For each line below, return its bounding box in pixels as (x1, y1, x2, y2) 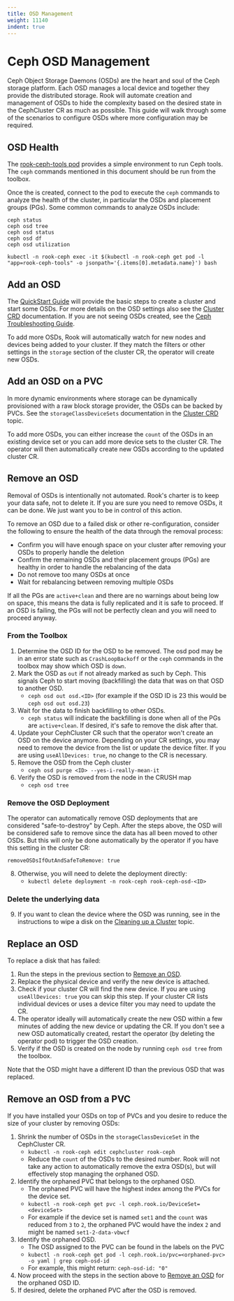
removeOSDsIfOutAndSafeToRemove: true (7, 858, 120, 865)
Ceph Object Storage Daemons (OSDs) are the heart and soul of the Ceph (7, 76, 220, 85)
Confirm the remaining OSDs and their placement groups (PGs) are (17, 555, 210, 564)
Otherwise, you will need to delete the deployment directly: (17, 869, 187, 878)
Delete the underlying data (7, 895, 100, 904)
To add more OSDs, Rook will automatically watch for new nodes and (7, 333, 206, 341)
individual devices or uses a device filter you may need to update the (17, 1000, 216, 1008)
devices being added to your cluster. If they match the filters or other (7, 340, 205, 348)
